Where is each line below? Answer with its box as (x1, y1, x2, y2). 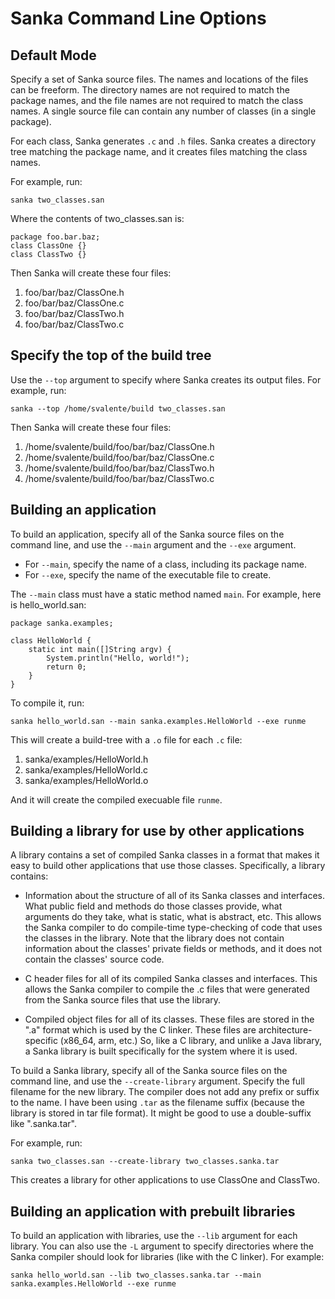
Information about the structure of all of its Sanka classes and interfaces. (24, 890, 325, 902)
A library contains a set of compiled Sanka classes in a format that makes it (10, 849, 320, 861)
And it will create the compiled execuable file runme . (10, 793, 223, 806)
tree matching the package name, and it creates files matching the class (10, 146, 308, 157)
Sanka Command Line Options (10, 7, 267, 30)
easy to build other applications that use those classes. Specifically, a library (10, 860, 326, 872)
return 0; (46, 662, 87, 672)
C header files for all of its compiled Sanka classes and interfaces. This (24, 973, 318, 985)
